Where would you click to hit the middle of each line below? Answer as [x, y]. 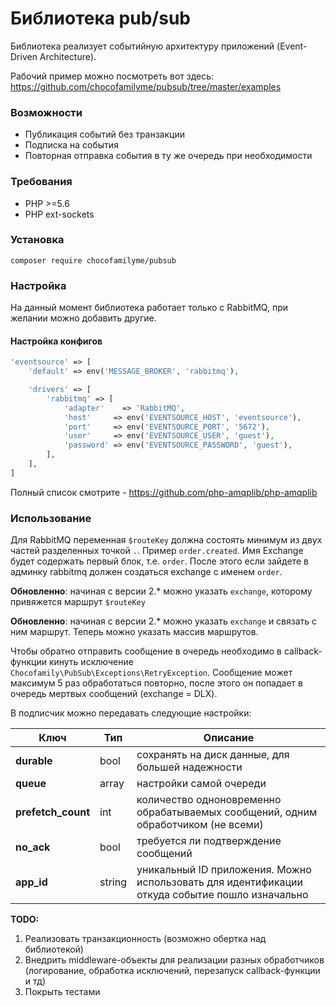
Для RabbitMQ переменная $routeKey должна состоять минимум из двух [166, 540]
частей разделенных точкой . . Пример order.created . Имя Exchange [157, 551]
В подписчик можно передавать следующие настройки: [131, 713]
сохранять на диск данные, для [213, 755]
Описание [229, 738]
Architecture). [68, 56]
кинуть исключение [91, 662]
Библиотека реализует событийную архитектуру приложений [142, 46]
